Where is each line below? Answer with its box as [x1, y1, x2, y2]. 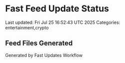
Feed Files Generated [5, 39, 73, 48]
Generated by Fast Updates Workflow [5, 52, 83, 58]
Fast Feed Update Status [5, 3, 109, 14]
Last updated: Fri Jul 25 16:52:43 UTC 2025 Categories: [5, 19, 120, 25]
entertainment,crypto [5, 24, 49, 30]
